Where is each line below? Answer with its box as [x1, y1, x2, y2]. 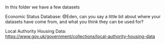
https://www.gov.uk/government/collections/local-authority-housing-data [5, 34, 156, 39]
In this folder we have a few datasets [5, 4, 80, 10]
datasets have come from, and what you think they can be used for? [5, 19, 144, 24]
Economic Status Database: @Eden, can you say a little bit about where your [5, 14, 161, 19]
